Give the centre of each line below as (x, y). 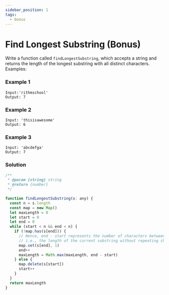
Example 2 (18, 110)
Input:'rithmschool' (27, 92)
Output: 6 (16, 124)
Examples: (16, 69)
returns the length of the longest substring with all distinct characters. (77, 64)
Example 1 (18, 82)
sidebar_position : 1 (27, 10)
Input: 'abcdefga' (24, 148)
